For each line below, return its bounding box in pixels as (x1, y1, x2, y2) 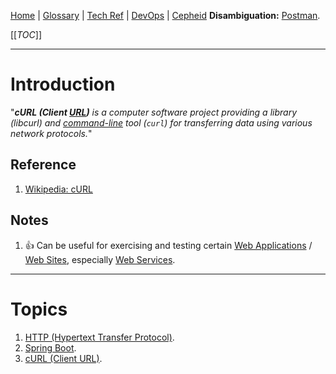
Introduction (10, 73, 116, 96)
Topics (10, 298, 68, 320)
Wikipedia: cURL (24, 183, 93, 195)
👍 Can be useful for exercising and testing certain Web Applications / (24, 239, 313, 251)
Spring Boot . (24, 341, 77, 354)
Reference (10, 156, 77, 174)
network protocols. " (10, 127, 93, 139)
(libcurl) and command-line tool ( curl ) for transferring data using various (10, 116, 313, 129)
